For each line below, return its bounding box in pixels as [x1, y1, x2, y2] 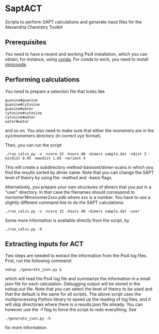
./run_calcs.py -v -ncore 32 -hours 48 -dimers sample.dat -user [5, 209, 140, 214]
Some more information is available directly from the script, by [5, 217, 129, 223]
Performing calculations [5, 76, 80, 84]
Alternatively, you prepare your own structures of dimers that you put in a [5, 184, 152, 190]
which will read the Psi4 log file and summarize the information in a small [5, 276, 151, 282]
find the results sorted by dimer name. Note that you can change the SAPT [5, 169, 154, 175]
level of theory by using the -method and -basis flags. [5, 174, 113, 180]
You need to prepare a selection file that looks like [5, 88, 105, 94]
